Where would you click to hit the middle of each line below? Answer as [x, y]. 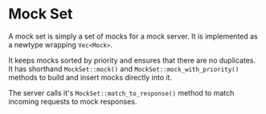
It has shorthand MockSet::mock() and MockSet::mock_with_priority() [124, 68]
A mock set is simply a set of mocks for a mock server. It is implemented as [133, 36]
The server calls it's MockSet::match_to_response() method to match [121, 92]
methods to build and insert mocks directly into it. [90, 77]
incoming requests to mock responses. [73, 101]
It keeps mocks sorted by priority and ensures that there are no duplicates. [132, 60]
